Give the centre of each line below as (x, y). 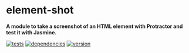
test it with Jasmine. (31, 32)
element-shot (40, 10)
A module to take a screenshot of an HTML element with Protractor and (95, 26)
